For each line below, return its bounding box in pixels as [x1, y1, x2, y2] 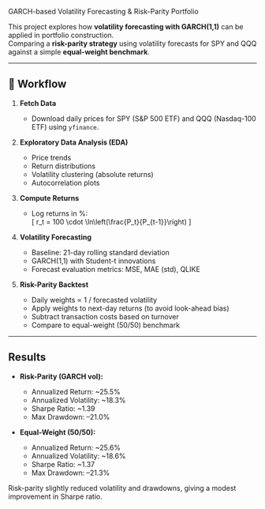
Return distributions [31, 161, 96, 171]
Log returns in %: [31, 209, 88, 218]
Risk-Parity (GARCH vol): [19, 371, 104, 381]
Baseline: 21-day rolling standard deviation [31, 247, 170, 257]
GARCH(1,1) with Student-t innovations [31, 256, 156, 266]
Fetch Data [19, 98, 57, 107]
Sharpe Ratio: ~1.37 [31, 459, 95, 469]
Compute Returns [19, 193, 80, 202]
